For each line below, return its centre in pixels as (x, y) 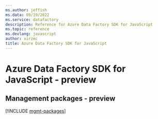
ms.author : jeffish (26, 10)
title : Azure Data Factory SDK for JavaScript (56, 44)
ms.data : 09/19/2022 (28, 15)
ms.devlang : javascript (31, 34)
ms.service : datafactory (32, 19)
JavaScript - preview (51, 80)
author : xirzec (22, 39)
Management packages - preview (60, 99)
